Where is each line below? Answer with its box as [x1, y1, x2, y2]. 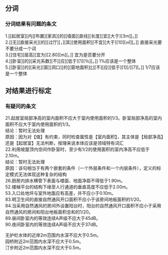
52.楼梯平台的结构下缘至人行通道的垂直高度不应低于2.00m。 [5, 184, 131, 190]
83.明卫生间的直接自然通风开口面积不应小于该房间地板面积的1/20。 [5, 196, 144, 202]
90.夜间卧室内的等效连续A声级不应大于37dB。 [5, 221, 101, 227]
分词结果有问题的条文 [5, 21, 57, 28]
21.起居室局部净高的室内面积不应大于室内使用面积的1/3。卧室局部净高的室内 [5, 115, 162, 121]
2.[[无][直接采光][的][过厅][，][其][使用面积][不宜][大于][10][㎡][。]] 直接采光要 [5, 39, 162, 45]
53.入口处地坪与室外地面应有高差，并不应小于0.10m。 [5, 190, 116, 196]
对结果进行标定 [5, 87, 52, 95]
